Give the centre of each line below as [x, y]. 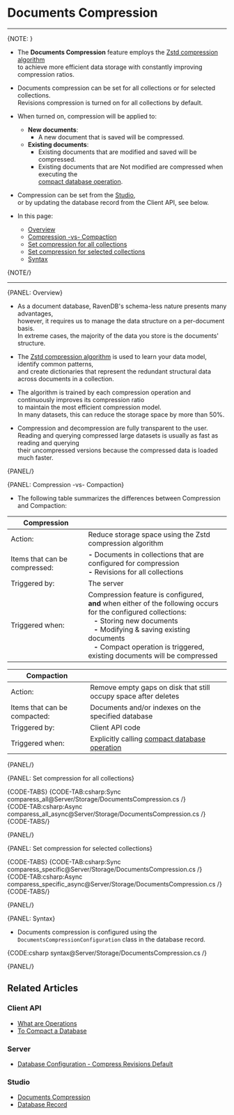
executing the [58, 174]
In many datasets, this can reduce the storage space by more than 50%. [121, 414]
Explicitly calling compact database [148, 739]
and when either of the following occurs [154, 603]
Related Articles [43, 989]
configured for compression [134, 563]
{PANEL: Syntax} [31, 918]
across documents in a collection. [65, 378]
